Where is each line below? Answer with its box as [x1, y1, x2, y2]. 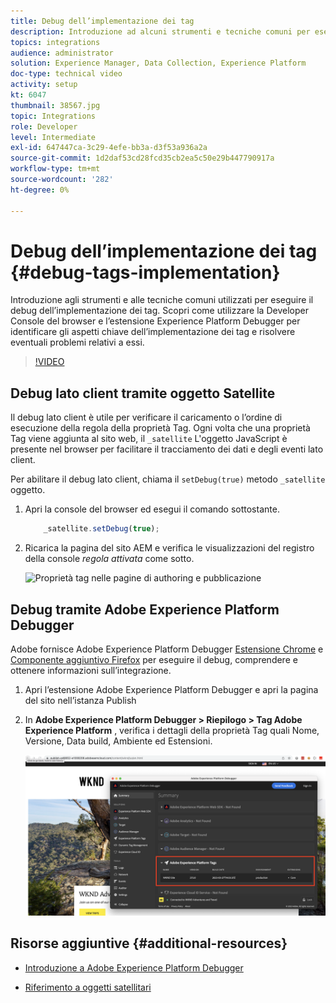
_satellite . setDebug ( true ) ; [43, 524, 160, 534]
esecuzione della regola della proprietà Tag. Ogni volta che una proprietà [10, 422, 311, 434]
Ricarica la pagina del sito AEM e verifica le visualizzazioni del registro [24, 542, 315, 554]
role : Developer [10, 121, 78, 132]
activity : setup [10, 80, 78, 90]
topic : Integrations [10, 111, 97, 121]
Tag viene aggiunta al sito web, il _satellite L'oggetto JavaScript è [10, 433, 288, 445]
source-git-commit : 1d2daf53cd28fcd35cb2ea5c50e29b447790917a [10, 153, 275, 164]
